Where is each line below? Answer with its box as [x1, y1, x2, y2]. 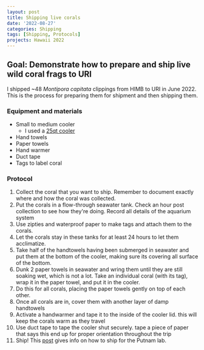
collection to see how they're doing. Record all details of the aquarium [15, 208, 191, 215]
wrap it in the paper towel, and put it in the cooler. [15, 279, 140, 286]
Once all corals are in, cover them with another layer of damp [15, 298, 169, 306]
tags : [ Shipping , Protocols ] [7, 32, 81, 38]
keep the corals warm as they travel [15, 317, 106, 325]
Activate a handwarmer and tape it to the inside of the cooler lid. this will [15, 311, 197, 318]
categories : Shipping [7, 26, 62, 32]
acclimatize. [15, 240, 46, 247]
